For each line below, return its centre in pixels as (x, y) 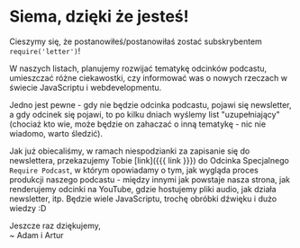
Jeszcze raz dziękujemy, (55, 226)
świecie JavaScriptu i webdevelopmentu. (86, 87)
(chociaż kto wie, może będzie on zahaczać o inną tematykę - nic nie (138, 124)
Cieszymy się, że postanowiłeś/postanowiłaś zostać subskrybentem (136, 41)
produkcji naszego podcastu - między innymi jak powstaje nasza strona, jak (150, 179)
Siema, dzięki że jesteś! (99, 17)
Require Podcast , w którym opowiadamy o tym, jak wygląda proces (134, 170)
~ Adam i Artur (37, 235)
